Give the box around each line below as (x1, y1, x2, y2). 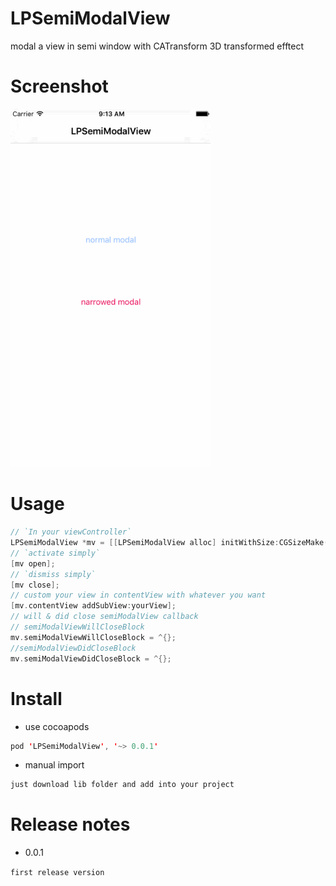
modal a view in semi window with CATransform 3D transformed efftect (10, 40, 305, 52)
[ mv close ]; (10, 580, 60, 590)
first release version (10, 868, 105, 878)
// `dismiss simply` (10, 569, 97, 579)
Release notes (10, 813, 131, 836)
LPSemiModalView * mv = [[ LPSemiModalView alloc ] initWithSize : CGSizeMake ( (10, 538, 329, 548)
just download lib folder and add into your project (10, 780, 235, 790)
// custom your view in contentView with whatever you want (10, 590, 267, 601)
